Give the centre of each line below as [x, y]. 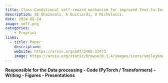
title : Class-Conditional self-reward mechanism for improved [71, 10]
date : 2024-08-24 [23, 19]
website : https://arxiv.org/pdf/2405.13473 [60, 51]
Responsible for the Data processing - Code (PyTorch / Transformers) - [80, 70]
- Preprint [25, 33]
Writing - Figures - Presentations [40, 76]
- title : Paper [25, 42]
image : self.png [22, 24]
